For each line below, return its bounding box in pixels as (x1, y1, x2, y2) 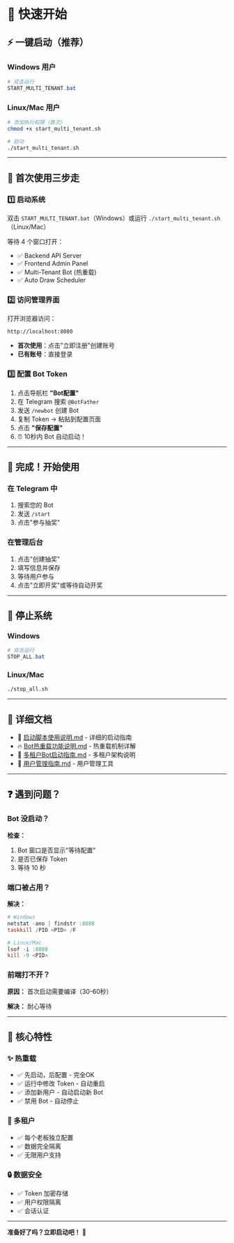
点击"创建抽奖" (17, 555, 61, 563)
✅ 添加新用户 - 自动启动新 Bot (17, 1088, 103, 1097)
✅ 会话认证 (17, 1206, 49, 1214)
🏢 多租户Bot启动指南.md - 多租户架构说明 (17, 751, 136, 759)
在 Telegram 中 (7, 484, 58, 494)
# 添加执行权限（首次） (7, 119, 66, 126)
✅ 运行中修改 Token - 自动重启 (17, 1079, 105, 1088)
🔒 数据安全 (7, 1170, 42, 1180)
